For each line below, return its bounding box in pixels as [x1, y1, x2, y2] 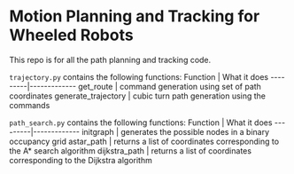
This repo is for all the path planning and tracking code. [9, 54, 212, 65]
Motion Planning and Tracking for [9, 6, 260, 27]
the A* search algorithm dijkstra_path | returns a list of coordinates [9, 145, 252, 156]
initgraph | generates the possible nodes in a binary [81, 126, 270, 137]
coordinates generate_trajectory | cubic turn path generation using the [9, 91, 267, 101]
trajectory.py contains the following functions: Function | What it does [9, 71, 268, 82]
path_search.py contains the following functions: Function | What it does [9, 117, 273, 128]
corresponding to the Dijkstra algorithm [9, 154, 152, 165]
